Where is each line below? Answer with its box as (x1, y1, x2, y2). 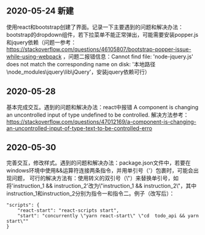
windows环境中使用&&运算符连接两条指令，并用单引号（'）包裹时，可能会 (6, 167, 193, 174)
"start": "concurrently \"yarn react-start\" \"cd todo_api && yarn (17, 213, 199, 219)
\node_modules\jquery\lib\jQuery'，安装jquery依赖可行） (6, 68, 150, 75)
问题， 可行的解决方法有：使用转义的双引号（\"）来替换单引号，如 (11, 174, 179, 182)
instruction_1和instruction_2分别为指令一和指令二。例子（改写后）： (6, 190, 175, 198)
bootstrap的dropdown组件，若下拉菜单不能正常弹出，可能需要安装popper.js (6, 31, 198, 38)
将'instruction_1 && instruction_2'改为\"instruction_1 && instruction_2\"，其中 (6, 182, 197, 190)
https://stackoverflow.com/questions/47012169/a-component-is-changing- (6, 118, 196, 125)
